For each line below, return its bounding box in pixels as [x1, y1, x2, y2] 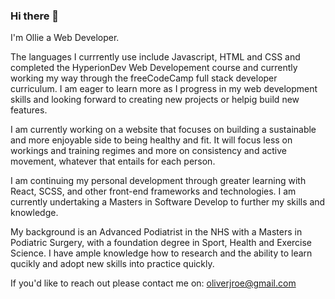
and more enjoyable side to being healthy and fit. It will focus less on [10, 134, 293, 146]
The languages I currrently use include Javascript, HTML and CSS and [10, 51, 301, 63]
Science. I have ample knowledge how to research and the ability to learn [10, 247, 313, 259]
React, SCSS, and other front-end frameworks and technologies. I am [10, 185, 297, 198]
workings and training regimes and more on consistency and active [10, 145, 287, 157]
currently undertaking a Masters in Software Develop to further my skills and [10, 196, 326, 208]
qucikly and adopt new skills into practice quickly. [10, 258, 215, 270]
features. [10, 104, 48, 116]
